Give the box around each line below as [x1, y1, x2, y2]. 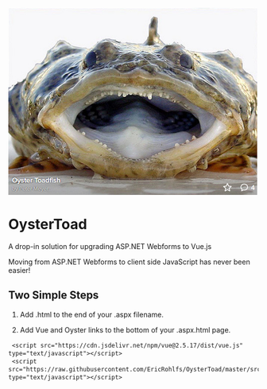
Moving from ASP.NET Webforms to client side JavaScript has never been [8, 257, 250, 266]
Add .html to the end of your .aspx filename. [19, 309, 164, 319]
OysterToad [8, 216, 87, 234]
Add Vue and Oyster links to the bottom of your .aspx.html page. [19, 325, 231, 334]
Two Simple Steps [8, 289, 99, 302]
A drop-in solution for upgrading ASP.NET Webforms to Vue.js [8, 241, 212, 251]
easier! [8, 265, 31, 274]
